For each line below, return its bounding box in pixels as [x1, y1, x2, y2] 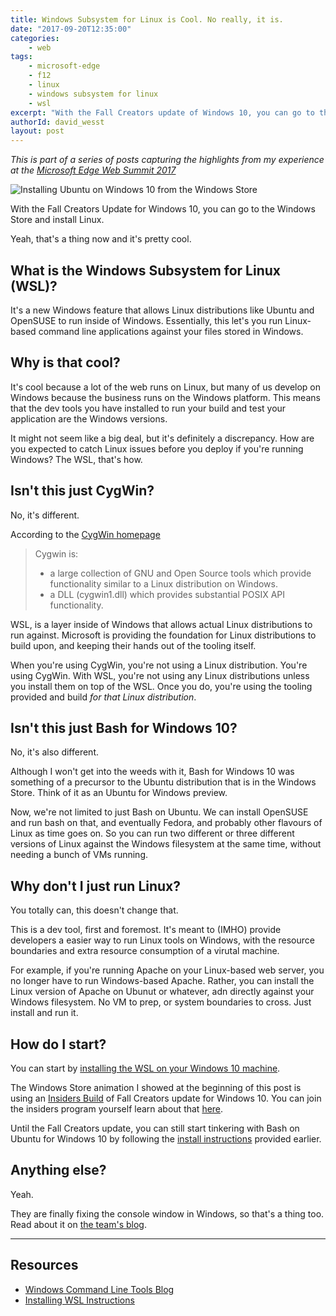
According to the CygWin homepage [10, 528, 161, 540]
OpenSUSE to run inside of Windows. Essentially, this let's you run [10, 314, 283, 326]
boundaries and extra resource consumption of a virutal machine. [10, 945, 280, 957]
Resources [10, 1257, 79, 1274]
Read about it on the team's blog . [10, 1218, 147, 1230]
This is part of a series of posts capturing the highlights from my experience [10, 154, 325, 166]
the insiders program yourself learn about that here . [10, 1103, 224, 1115]
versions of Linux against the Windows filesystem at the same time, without [10, 838, 322, 850]
